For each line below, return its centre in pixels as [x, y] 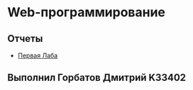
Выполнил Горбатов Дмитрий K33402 [97, 78]
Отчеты [25, 39]
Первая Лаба [38, 55]
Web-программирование [86, 12]
